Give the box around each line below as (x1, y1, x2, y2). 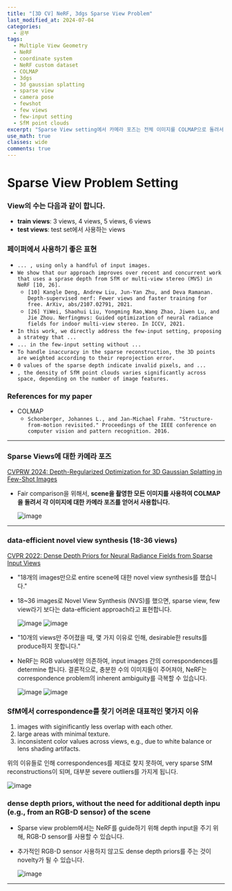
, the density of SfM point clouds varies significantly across (17, 369, 206, 376)
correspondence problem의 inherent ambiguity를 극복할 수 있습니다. (17, 674, 207, 682)
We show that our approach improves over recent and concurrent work (17, 269, 222, 276)
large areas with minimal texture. (17, 730, 110, 738)
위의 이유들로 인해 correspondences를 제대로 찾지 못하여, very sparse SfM (7, 759, 213, 767)
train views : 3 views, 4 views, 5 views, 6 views (17, 217, 151, 226)
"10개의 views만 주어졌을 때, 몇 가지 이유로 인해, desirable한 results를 (17, 633, 208, 641)
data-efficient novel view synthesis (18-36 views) (7, 536, 177, 546)
